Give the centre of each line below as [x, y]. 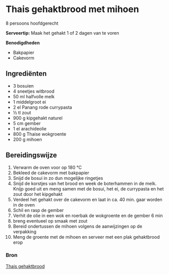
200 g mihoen [27, 139]
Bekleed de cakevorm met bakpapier [51, 173]
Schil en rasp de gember [38, 210]
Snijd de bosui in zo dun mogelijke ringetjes [58, 178]
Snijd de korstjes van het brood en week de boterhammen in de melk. [85, 183]
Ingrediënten [26, 74]
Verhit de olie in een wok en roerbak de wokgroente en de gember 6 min [88, 216]
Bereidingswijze [31, 155]
